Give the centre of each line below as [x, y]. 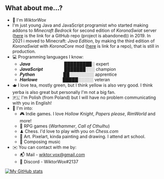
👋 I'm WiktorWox [29, 20]
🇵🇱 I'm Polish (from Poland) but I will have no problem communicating [84, 97]
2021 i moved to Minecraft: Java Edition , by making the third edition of [83, 41]
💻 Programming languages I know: [48, 57]
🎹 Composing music [40, 142]
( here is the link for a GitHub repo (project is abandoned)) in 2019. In [82, 35]
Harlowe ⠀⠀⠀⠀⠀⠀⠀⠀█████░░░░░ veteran [65, 79]
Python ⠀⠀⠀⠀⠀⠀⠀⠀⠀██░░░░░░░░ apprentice [68, 74]
